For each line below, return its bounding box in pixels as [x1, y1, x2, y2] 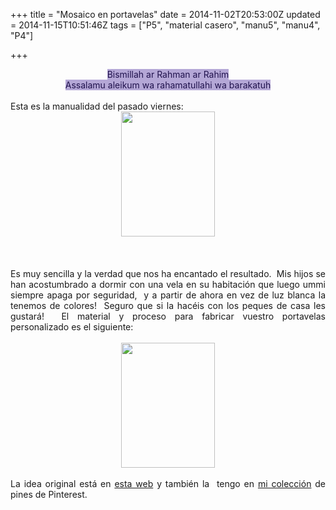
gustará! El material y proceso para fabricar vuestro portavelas [10, 310, 326, 322]
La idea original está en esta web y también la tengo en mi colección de [10, 478, 327, 489]
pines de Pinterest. [10, 489, 88, 500]
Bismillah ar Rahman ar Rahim [106, 69, 230, 80]
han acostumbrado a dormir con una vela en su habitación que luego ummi [10, 279, 326, 290]
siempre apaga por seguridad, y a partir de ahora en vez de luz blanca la [10, 289, 326, 301]
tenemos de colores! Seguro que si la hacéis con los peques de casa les [10, 300, 326, 311]
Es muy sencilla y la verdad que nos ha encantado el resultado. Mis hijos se [10, 268, 326, 279]
